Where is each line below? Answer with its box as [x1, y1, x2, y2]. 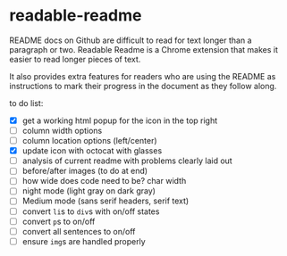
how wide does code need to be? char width [21, 176, 187, 186]
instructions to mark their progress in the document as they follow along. [9, 80, 277, 91]
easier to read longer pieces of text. [9, 54, 141, 64]
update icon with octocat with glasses [21, 145, 163, 156]
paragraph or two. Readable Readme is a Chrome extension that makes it [9, 44, 279, 54]
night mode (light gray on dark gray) [21, 186, 156, 196]
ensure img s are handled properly [21, 235, 146, 246]
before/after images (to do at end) [21, 166, 148, 177]
